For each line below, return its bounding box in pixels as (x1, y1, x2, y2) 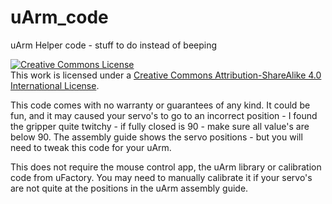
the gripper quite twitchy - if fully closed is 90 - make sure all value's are (10, 120, 310, 132)
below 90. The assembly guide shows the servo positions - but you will (10, 131, 303, 143)
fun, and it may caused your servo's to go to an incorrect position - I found (10, 109, 318, 121)
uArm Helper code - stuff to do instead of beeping (10, 39, 218, 51)
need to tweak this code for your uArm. (10, 141, 172, 153)
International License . (10, 79, 100, 91)
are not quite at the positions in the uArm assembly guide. (10, 182, 249, 194)
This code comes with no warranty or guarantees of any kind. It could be (10, 99, 311, 111)
